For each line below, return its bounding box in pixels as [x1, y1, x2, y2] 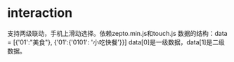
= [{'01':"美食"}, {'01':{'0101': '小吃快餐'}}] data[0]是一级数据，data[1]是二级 [7, 37, 225, 46]
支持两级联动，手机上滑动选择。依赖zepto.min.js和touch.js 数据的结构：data [7, 29, 228, 37]
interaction [7, 5, 72, 21]
